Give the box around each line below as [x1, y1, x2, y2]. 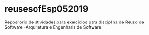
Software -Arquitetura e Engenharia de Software [4, 24, 102, 30]
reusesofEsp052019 [4, 3, 89, 14]
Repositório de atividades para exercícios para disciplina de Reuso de [4, 19, 144, 25]
